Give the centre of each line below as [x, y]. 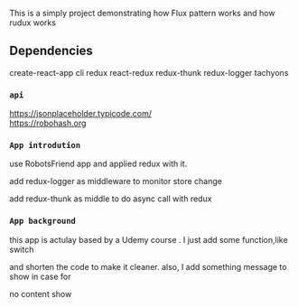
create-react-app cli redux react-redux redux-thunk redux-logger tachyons [149, 72]
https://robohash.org [48, 123]
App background [43, 221]
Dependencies [51, 51]
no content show [41, 293]
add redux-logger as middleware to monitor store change [116, 181]
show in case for [40, 276]
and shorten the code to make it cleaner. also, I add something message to [148, 266]
